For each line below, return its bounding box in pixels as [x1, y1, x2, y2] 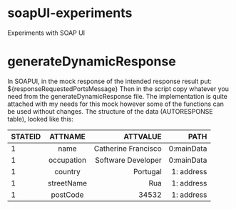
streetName [47, 178, 88, 188]
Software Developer [95, 155, 162, 165]
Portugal [133, 166, 162, 176]
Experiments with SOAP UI [7, 28, 86, 37]
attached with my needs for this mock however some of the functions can [7, 100, 225, 108]
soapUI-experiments [7, 5, 133, 21]
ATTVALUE [123, 132, 162, 141]
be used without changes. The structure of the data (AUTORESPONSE [7, 107, 213, 115]
